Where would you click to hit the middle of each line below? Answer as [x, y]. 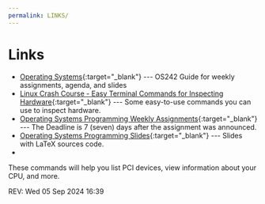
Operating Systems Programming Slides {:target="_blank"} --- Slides [131, 135]
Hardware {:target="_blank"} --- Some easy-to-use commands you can [135, 102]
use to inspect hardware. [60, 110]
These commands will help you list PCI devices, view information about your [132, 168]
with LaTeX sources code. [62, 144]
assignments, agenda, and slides [73, 85]
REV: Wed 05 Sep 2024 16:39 [56, 191]
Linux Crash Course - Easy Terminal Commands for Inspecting [121, 93]
